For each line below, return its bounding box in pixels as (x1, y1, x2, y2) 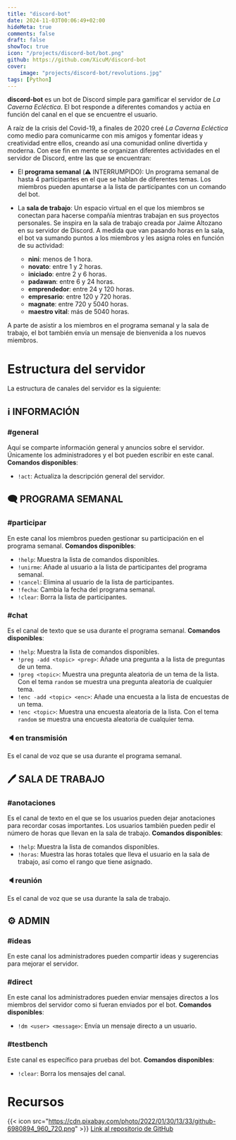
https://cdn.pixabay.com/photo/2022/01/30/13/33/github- (48, 1117, 216, 1126)
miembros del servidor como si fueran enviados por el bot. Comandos (7, 1000, 212, 1009)
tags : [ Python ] (7, 76, 52, 83)
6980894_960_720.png (7, 1124, 75, 1133)
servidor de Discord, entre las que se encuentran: (7, 154, 151, 162)
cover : (7, 63, 27, 70)
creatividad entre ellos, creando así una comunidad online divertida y (7, 139, 208, 148)
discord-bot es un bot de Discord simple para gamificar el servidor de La (7, 95, 221, 104)
